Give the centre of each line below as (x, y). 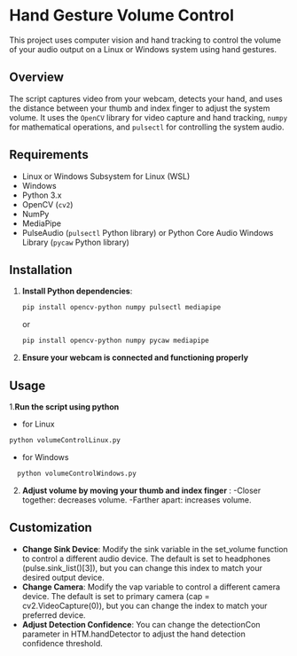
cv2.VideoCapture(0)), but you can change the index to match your (145, 605)
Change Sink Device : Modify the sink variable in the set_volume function (155, 549)
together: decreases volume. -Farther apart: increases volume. (137, 500)
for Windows (45, 457)
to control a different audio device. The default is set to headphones (146, 558)
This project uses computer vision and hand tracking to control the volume (145, 40)
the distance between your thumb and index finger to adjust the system (140, 108)
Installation (41, 270)
